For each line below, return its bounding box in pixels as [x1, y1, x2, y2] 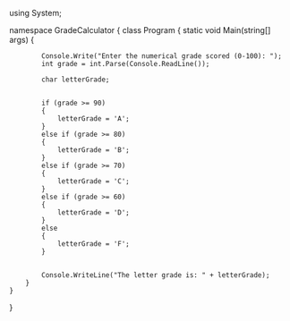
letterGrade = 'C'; [56, 177, 130, 186]
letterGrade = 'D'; [56, 208, 130, 217]
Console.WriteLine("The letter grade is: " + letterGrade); [41, 271, 270, 280]
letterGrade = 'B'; [56, 146, 130, 155]
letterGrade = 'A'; [56, 114, 130, 123]
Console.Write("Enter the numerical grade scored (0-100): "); [41, 52, 282, 61]
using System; [9, 8, 63, 18]
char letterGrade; [41, 75, 110, 84]
